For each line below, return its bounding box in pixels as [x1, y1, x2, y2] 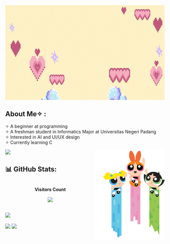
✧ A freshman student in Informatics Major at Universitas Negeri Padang [5, 128, 157, 134]
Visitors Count [34, 186, 66, 192]
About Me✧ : [5, 110, 47, 118]
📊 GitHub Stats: [5, 165, 57, 174]
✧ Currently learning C [5, 139, 53, 145]
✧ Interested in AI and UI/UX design [5, 134, 80, 140]
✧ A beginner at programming [5, 123, 68, 129]
